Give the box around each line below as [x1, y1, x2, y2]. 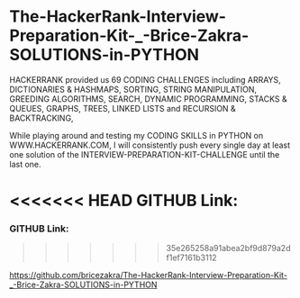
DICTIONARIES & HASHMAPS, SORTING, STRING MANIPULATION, [9, 84, 258, 95]
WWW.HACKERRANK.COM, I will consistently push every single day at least [9, 140, 291, 150]
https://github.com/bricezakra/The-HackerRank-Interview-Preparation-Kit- [9, 270, 288, 281]
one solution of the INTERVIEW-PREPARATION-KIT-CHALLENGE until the [9, 149, 280, 159]
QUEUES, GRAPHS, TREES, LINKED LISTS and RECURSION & [9, 103, 236, 113]
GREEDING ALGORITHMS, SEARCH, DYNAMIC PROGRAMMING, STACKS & [9, 93, 287, 104]
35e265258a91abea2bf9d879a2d [166, 243, 291, 254]
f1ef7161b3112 [166, 252, 217, 263]
